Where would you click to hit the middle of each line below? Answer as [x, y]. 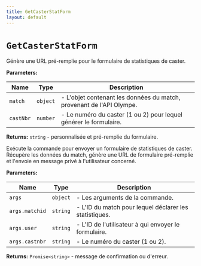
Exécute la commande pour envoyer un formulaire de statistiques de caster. [99, 149]
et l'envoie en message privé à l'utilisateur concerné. [71, 161]
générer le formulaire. [91, 122]
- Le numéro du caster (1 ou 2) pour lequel [121, 115]
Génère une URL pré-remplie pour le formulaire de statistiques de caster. [96, 61]
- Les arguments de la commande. [125, 198]
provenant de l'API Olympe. [99, 105]
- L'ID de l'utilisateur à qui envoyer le [128, 225]
